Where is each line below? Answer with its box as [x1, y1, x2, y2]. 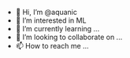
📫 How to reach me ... [15, 42, 89, 50]
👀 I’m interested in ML [15, 16, 87, 25]
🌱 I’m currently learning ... [15, 24, 100, 33]
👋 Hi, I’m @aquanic [15, 8, 77, 16]
